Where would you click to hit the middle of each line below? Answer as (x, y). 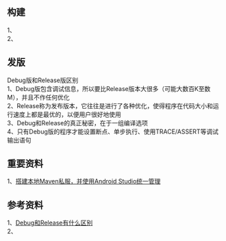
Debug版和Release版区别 (43, 80)
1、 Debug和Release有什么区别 (50, 223)
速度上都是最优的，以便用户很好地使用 (67, 114)
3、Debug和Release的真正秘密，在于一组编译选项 (78, 123)
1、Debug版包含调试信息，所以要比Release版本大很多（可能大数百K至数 (109, 88)
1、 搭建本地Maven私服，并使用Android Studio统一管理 (84, 181)
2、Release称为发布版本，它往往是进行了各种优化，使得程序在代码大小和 (110, 105)
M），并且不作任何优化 (38, 97)
